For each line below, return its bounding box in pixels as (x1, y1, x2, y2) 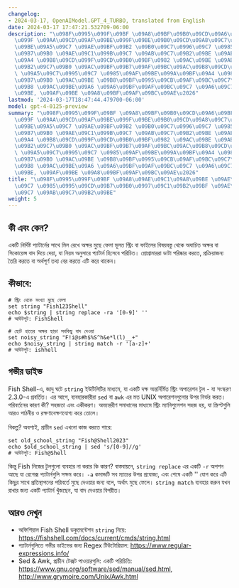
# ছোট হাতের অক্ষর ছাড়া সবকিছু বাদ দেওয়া (8, 328, 94, 335)
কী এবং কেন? (8, 222, 49, 234)
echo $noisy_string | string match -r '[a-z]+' (8, 340, 152, 347)
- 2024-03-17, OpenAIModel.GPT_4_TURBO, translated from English (8, 17, 205, 24)
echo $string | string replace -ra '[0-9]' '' (8, 309, 148, 316)
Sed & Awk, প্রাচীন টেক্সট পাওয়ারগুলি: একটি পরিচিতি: (18, 557, 133, 565)
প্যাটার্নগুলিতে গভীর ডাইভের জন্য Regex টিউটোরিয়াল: (18, 541, 129, 550)
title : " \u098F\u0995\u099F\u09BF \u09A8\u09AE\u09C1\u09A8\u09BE (8, 176, 209, 183)
